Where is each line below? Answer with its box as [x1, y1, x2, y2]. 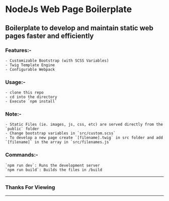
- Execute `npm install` [5, 99, 57, 104]
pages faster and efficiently [5, 31, 94, 40]
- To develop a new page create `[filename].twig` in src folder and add [5, 135, 163, 140]
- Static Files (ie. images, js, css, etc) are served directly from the [5, 122, 163, 127]
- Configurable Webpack [5, 67, 55, 72]
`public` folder [5, 126, 39, 132]
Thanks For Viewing [5, 183, 55, 190]
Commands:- [5, 152, 39, 159]
